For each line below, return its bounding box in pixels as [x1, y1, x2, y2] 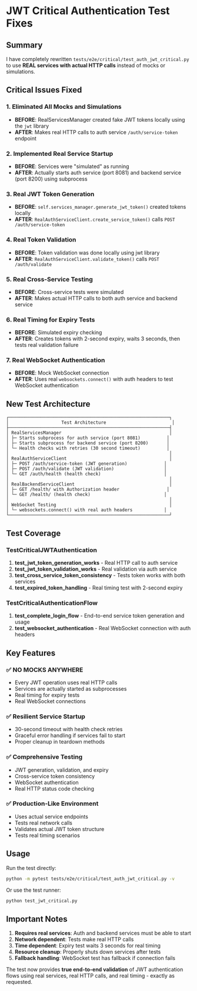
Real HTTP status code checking [14, 785, 94, 792]
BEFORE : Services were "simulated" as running [14, 163, 129, 170]
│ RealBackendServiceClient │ [6, 481, 172, 487]
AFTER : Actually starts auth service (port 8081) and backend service [14, 169, 181, 176]
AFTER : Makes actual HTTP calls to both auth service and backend [14, 294, 178, 302]
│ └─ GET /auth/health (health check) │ [6, 471, 167, 477]
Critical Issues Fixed [6, 85, 82, 95]
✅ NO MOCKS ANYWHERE [6, 665, 84, 674]
